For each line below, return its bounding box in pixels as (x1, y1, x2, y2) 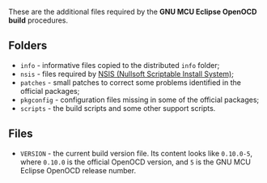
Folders (8, 39, 48, 53)
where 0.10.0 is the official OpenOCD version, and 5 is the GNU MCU (19, 157, 251, 167)
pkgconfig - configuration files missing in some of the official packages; (19, 95, 260, 104)
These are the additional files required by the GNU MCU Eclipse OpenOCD (8, 7, 257, 16)
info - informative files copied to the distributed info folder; (19, 60, 220, 70)
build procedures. (8, 15, 69, 25)
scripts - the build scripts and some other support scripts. (19, 103, 216, 113)
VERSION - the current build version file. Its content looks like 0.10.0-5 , (19, 148, 253, 158)
